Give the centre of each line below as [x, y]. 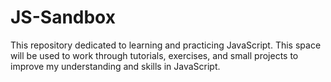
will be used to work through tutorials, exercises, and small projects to [154, 55]
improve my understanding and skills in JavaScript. [115, 66]
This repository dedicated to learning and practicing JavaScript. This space [166, 45]
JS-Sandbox [63, 17]
